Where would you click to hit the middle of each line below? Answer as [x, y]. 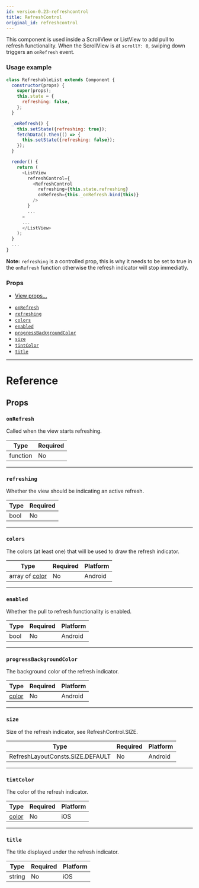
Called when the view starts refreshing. [54, 431]
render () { [25, 162]
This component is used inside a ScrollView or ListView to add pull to [90, 40]
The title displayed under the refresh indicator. [63, 852]
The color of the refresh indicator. [47, 791]
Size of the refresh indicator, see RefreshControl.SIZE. [72, 732]
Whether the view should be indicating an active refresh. [75, 491]
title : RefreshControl [34, 17]
